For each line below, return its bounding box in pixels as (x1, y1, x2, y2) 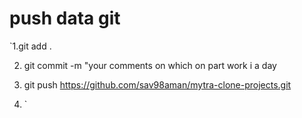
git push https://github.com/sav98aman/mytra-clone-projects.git (23, 78, 292, 91)
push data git (9, 7, 121, 30)
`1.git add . (9, 40, 52, 52)
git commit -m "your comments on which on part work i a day (23, 59, 277, 71)
